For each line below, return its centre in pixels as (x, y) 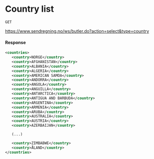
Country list (30, 9)
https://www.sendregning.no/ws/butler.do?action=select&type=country (77, 31)
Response (15, 42)
